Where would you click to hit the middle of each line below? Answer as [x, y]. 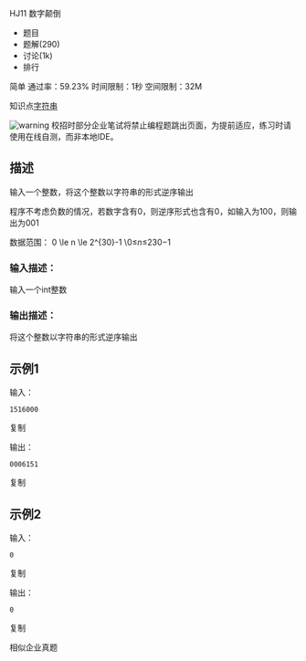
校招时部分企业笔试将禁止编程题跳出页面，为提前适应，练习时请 [172, 125]
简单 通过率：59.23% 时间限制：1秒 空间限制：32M [106, 86]
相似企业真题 [33, 647]
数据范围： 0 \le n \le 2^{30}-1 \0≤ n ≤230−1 [90, 242]
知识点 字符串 [33, 106]
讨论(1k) [37, 56]
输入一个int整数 [38, 289]
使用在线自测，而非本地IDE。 [64, 136]
